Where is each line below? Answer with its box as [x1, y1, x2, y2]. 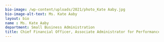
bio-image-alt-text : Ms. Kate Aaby [5, 12, 78, 16]
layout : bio [5, 16, 29, 21]
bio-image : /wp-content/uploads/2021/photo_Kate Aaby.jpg [5, 7, 125, 12]
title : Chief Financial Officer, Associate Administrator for [5, 29, 134, 34]
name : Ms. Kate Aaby [5, 20, 49, 26]
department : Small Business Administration [5, 25, 95, 30]
